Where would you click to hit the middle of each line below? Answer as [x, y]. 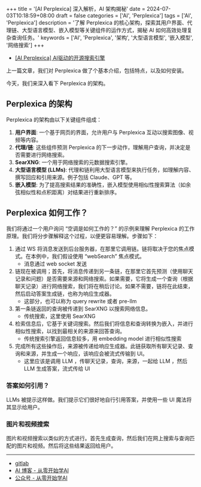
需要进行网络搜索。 [44, 155]
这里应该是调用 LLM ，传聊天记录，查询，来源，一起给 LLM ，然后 [106, 361]
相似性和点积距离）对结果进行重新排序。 [70, 192]
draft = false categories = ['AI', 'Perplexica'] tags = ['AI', [124, 16]
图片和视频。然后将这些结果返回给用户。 [66, 446]
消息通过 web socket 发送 [55, 264]
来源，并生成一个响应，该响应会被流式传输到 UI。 [86, 353]
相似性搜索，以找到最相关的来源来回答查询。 [70, 331]
